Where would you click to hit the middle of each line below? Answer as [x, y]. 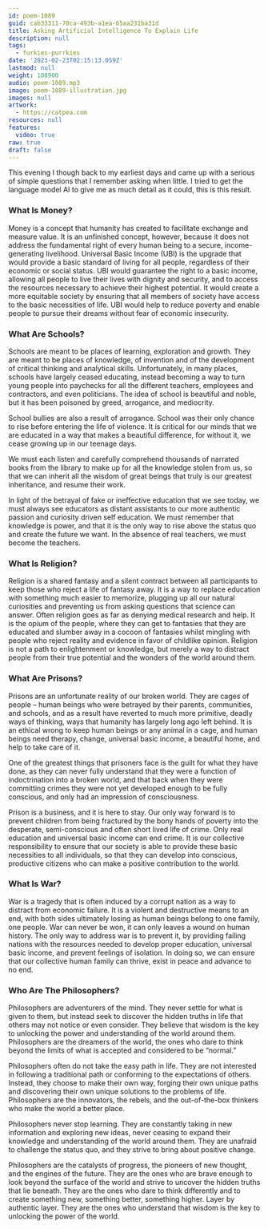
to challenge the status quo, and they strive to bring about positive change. [132, 1150]
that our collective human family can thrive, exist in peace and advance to [130, 961]
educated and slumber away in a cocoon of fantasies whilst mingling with [129, 632]
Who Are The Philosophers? [64, 990]
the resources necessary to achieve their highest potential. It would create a [134, 287]
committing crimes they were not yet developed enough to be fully [118, 788]
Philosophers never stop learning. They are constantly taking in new [120, 1124]
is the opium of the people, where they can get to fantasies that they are [127, 624]
